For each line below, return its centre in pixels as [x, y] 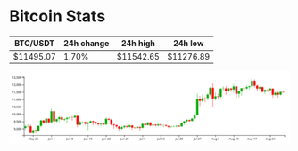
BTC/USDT [35, 44]
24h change [87, 44]
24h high [138, 44]
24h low [188, 44]
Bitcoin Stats [58, 16]
